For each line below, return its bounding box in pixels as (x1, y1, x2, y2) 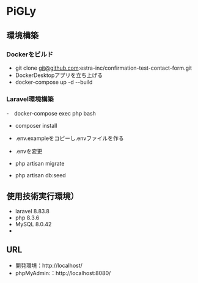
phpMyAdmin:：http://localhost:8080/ (15, 269, 111, 276)
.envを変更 (15, 148, 43, 155)
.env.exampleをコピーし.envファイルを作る (15, 134, 124, 142)
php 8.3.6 (15, 214, 40, 221)
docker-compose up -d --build (15, 78, 93, 86)
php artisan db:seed (15, 172, 66, 179)
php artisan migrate (15, 160, 65, 167)
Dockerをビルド (6, 50, 54, 59)
